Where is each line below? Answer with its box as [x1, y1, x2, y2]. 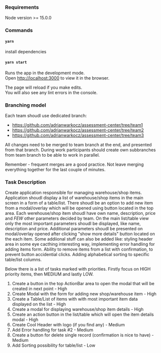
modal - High [12, 317, 39, 322]
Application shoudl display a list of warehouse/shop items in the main [5, 195, 144, 201]
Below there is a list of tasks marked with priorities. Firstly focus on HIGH [5, 266, 151, 272]
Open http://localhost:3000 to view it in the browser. [5, 75, 110, 81]
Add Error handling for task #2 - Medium [12, 327, 94, 333]
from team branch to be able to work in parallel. [5, 152, 100, 158]
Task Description [5, 178, 46, 185]
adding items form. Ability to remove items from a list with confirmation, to [5, 246, 153, 252]
